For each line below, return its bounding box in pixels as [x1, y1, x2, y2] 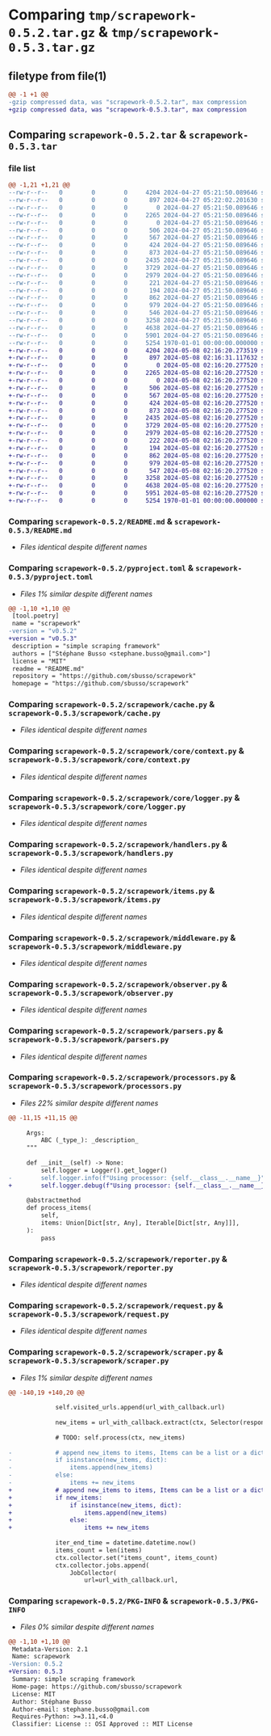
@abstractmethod [26, 1196, 81, 1205]
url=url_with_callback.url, [84, 1576, 179, 1585]
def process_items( [26, 1204, 92, 1212]
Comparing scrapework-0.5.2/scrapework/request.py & [8, 1300, 223, 1311]
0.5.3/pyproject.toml [8, 572, 94, 582]
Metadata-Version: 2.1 [11, 1645, 89, 1654]
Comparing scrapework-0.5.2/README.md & [8, 516, 173, 527]
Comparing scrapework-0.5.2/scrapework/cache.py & [8, 699, 215, 710]
